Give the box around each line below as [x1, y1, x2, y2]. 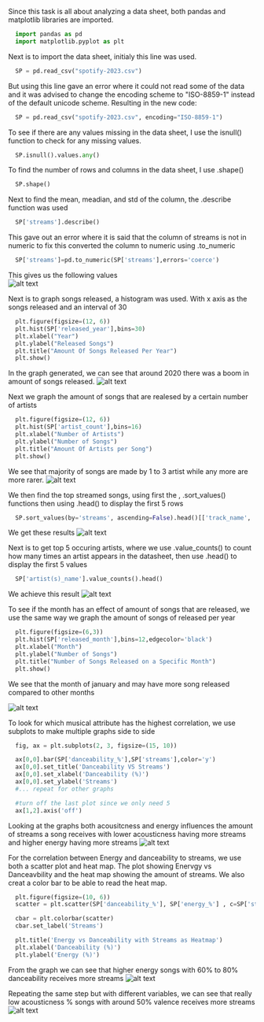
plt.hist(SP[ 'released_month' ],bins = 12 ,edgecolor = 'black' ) [15, 635, 213, 644]
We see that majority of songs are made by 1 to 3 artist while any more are [8, 466, 249, 476]
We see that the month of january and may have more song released [8, 679, 230, 688]
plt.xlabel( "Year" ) [15, 332, 79, 340]
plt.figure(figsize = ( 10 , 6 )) [15, 893, 111, 901]
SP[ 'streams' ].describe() [15, 218, 101, 227]
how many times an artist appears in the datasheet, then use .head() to [8, 551, 237, 561]
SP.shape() [15, 180, 51, 188]
